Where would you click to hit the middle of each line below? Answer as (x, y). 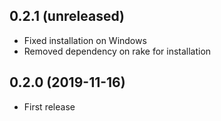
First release (49, 106)
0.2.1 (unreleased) (67, 16)
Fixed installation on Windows (85, 40)
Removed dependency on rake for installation (117, 51)
